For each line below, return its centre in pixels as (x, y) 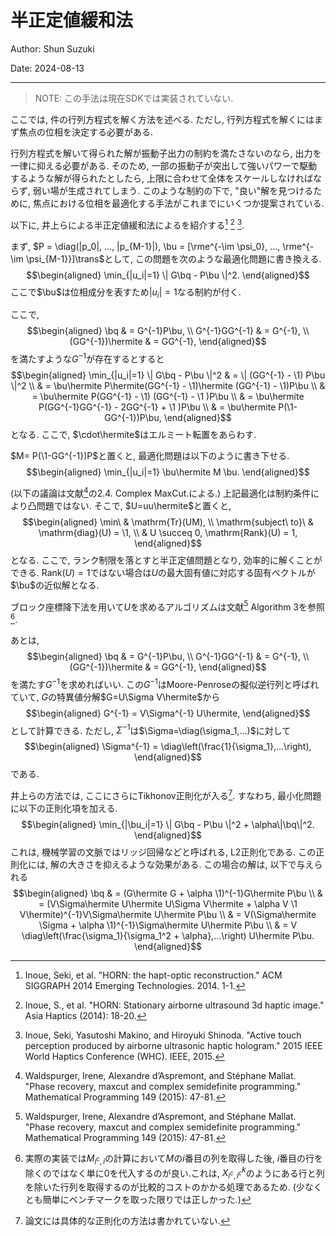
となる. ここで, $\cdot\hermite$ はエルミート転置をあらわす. (133, 435)
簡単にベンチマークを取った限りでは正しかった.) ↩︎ (147, 1200)
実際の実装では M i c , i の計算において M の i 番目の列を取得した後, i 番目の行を (174, 1159)
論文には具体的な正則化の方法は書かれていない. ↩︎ (127, 1221)
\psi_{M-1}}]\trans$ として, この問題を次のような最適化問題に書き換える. (173, 258)
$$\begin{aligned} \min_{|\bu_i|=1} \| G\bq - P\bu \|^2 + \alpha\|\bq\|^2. (168, 824)
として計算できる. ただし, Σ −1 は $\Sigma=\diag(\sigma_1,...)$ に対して (151, 729)
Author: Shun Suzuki (52, 48)
